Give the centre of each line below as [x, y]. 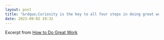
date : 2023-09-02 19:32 [29, 19]
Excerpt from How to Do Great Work [41, 33]
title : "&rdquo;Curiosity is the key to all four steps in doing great [79, 14]
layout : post [18, 10]
